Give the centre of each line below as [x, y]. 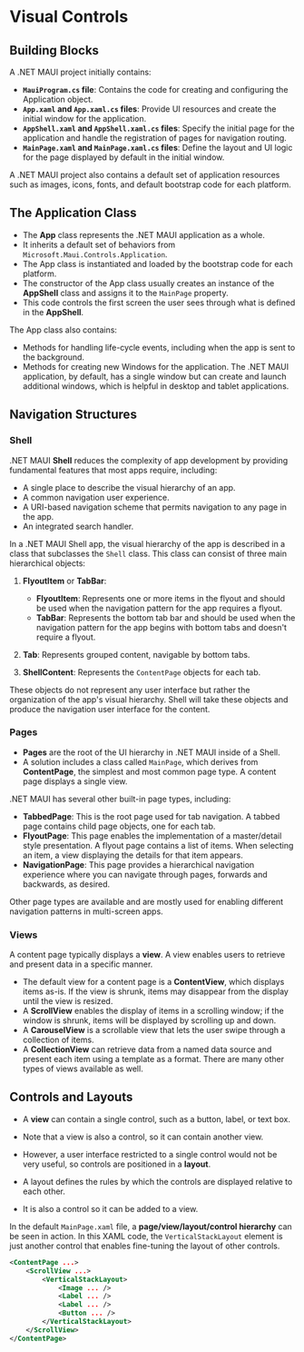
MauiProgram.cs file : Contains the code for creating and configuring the [155, 89]
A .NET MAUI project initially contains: [80, 72]
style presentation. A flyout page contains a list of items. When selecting [158, 845]
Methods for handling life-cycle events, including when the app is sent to [159, 347]
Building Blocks [54, 50]
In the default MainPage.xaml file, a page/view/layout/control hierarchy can [151, 1226]
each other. [44, 1191]
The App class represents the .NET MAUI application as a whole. [143, 234]
